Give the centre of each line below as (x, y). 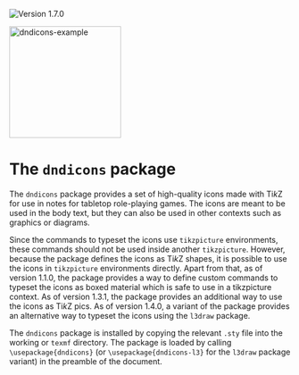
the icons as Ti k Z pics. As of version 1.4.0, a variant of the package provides (149, 306)
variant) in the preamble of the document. (86, 361)
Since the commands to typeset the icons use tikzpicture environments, (144, 239)
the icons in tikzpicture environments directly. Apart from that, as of (136, 268)
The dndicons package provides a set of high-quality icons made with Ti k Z (146, 194)
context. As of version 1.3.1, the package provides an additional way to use (146, 296)
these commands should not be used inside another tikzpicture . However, (147, 249)
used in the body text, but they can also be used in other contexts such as (145, 212)
